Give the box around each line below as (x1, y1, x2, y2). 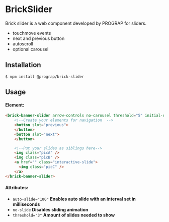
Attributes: (5, 185, 29, 191)
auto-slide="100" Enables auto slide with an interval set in (12, 196, 136, 202)
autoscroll (12, 40, 34, 46)
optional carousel (12, 46, 49, 52)
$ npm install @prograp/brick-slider (5, 74, 84, 79)
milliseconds (12, 201, 40, 207)
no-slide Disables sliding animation (12, 206, 89, 212)
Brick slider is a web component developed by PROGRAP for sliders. (5, 20, 147, 26)
